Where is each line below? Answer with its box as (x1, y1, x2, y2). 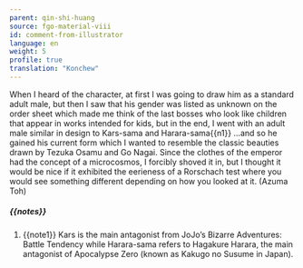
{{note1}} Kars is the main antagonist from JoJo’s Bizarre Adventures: (22, 229, 283, 240)
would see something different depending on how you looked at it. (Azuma (9, 175, 288, 186)
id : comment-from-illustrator (9, 30, 124, 39)
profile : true (9, 55, 64, 65)
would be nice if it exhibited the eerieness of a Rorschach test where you (9, 165, 282, 177)
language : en (9, 38, 59, 48)
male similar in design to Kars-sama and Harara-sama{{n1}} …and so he (9, 127, 278, 138)
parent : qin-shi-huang (9, 13, 95, 23)
